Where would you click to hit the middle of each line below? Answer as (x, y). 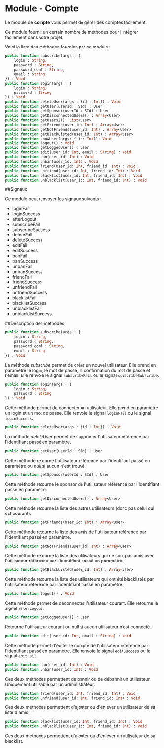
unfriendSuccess (30, 293)
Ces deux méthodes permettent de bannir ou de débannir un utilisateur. (78, 679)
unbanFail (22, 266)
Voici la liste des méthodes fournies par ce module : (58, 47)
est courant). (18, 513)
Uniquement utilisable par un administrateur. (50, 684)
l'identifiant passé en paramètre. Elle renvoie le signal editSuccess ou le (78, 651)
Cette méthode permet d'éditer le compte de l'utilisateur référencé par (77, 645)
